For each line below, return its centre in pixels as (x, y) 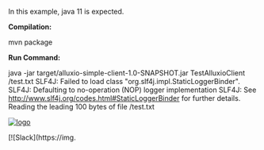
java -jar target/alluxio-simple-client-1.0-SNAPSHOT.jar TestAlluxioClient (127, 73)
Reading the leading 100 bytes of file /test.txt (81, 107)
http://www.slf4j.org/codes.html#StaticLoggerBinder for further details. (124, 98)
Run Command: (34, 58)
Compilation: (30, 27)
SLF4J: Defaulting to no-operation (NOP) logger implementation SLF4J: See (132, 90)
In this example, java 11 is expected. (66, 12)
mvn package (31, 42)
